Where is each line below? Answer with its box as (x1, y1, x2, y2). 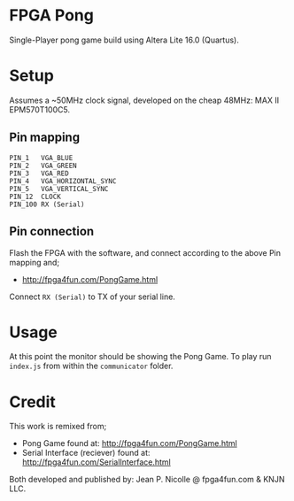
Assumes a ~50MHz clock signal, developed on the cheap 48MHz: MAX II (9, 95, 280, 105)
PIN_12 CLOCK (9, 192, 62, 201)
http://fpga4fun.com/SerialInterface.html (21, 457, 171, 467)
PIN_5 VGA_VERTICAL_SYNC (9, 184, 109, 193)
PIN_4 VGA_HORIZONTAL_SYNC (9, 176, 117, 186)
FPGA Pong (9, 5, 95, 26)
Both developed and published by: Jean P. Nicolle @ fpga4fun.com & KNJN (9, 474, 285, 485)
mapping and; (9, 257, 60, 267)
